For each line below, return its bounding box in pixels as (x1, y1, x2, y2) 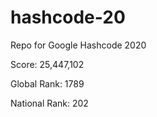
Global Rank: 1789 (10, 77, 85, 90)
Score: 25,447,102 (10, 58, 85, 70)
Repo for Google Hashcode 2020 (10, 39, 147, 51)
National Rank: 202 (10, 97, 89, 109)
